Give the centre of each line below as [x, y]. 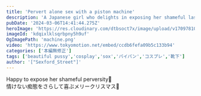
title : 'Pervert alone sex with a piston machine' [71, 12]
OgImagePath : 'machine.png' [41, 40]
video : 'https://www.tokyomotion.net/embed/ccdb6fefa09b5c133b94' [91, 46]
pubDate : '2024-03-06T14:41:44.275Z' [53, 23]
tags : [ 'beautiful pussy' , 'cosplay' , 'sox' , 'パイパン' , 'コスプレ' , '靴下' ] [96, 56]
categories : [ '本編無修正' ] [39, 51]
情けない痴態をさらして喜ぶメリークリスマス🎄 [63, 86]
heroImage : [20, 28]
